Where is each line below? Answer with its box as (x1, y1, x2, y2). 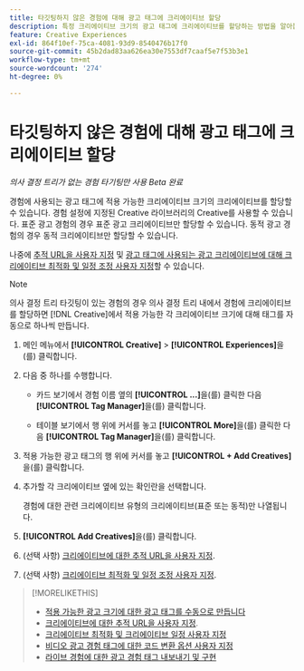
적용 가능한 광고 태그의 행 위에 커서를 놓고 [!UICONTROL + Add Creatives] (22, 450, 292, 461)
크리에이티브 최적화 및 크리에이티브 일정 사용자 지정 (44, 628, 227, 639)
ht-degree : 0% (9, 73, 63, 82)
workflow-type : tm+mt (9, 55, 91, 64)
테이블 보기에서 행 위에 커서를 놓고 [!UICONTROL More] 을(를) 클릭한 (35, 419, 282, 431)
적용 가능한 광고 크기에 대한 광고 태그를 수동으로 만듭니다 (44, 606, 246, 617)
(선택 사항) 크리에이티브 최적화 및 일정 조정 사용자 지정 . (22, 569, 217, 580)
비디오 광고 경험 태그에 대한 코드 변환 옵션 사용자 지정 (44, 640, 233, 651)
